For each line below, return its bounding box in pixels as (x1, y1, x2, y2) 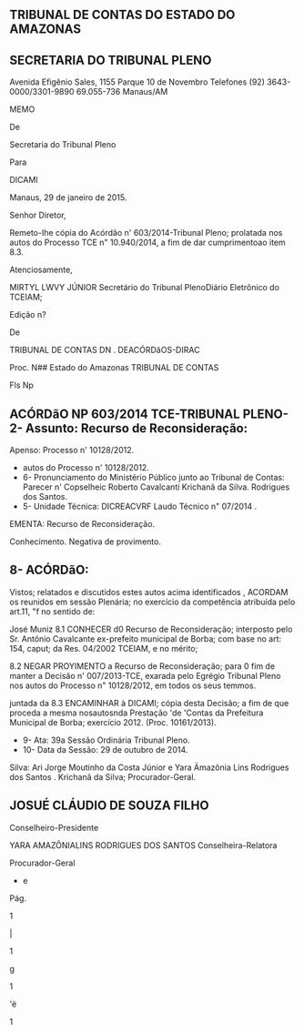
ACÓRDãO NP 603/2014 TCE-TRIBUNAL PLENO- (9, 406, 289, 421)
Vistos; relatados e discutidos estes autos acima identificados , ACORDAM (9, 586, 289, 597)
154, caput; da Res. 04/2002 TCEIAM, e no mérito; (9, 643, 198, 653)
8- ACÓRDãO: (9, 562, 89, 578)
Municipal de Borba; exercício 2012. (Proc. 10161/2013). (9, 716, 217, 727)
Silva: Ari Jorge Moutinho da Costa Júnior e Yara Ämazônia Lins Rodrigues (9, 762, 289, 773)
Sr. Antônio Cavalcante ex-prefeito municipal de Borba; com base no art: (9, 633, 282, 644)
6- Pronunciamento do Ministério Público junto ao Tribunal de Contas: (22, 472, 285, 483)
